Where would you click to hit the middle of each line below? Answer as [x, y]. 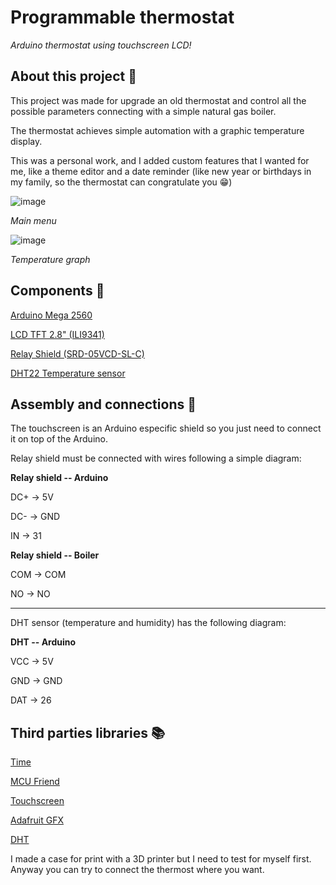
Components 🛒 [57, 291]
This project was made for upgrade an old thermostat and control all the [158, 100]
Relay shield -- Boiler [55, 555]
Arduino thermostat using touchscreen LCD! [101, 45]
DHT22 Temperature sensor [68, 373]
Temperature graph [50, 259]
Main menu [33, 220]
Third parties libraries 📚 [87, 732]
